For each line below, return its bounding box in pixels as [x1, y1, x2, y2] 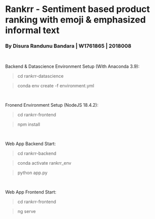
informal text [5, 25, 60, 36]
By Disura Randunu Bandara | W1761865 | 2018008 [5, 42, 131, 49]
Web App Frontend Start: [5, 189, 56, 195]
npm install [17, 121, 40, 128]
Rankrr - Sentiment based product [5, 3, 150, 15]
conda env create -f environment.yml [17, 83, 94, 89]
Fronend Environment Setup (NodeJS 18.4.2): [5, 102, 98, 108]
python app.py [17, 170, 47, 176]
